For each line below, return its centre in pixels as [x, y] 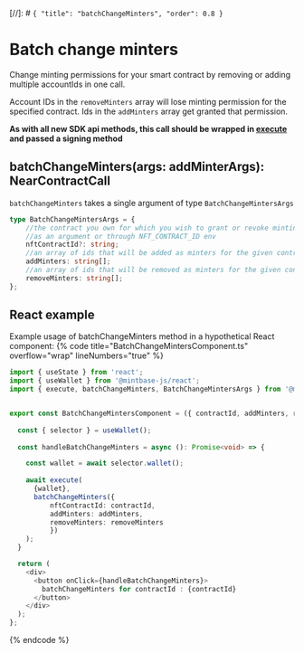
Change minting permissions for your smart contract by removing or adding [150, 74]
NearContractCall [60, 181]
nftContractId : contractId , [102, 506]
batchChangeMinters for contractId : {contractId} [139, 589]
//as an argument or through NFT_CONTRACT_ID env [121, 236]
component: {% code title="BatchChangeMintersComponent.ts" [129, 346]
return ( [34, 564]
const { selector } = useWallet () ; [85, 430]
